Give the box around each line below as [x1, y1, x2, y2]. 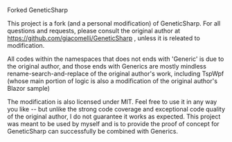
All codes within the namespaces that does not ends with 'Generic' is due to [7, 55, 224, 63]
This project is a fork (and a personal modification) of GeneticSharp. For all [7, 19, 221, 27]
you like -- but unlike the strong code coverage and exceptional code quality [7, 105, 226, 113]
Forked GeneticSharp [7, 6, 68, 14]
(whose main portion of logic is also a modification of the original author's [7, 77, 218, 85]
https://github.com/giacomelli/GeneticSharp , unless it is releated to [7, 34, 201, 42]
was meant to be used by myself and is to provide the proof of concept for [7, 120, 220, 127]
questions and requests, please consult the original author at [7, 27, 181, 35]
